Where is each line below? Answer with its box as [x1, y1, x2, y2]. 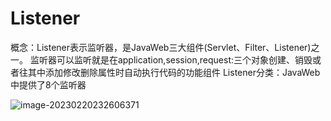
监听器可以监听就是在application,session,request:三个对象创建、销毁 [29, 53, 313, 66]
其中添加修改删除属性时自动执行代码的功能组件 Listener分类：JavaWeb [27, 66, 321, 78]
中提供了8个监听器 [10, 78, 87, 91]
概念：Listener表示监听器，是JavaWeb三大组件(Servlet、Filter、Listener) [10, 41, 312, 53]
